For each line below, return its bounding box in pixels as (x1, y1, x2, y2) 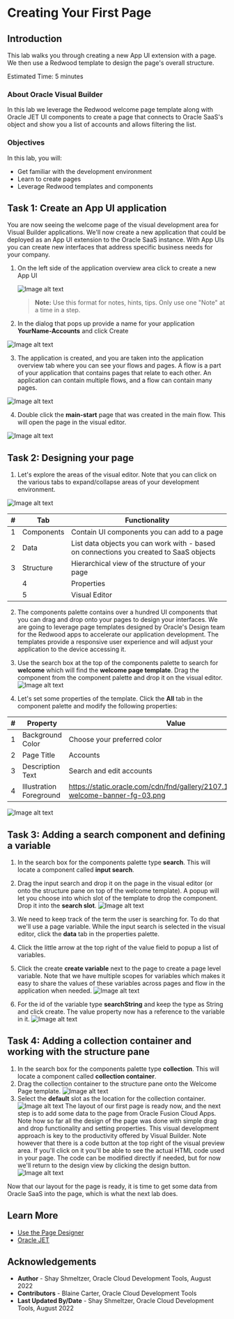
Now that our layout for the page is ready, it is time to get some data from (7, 1182, 218, 1190)
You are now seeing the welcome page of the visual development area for (7, 221, 219, 229)
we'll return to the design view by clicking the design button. (17, 1161, 191, 1169)
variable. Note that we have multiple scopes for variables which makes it (17, 972, 226, 980)
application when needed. (17, 986, 93, 995)
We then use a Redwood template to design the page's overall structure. (7, 59, 214, 67)
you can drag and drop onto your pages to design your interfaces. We (17, 615, 218, 624)
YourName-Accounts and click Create (17, 327, 129, 335)
